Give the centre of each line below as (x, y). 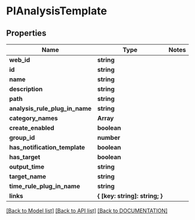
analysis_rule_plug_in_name (50, 109)
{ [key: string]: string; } (130, 196)
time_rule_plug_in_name (45, 186)
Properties (26, 33)
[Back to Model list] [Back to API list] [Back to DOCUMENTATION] (87, 211)
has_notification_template (47, 147)
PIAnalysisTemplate (57, 11)
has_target (25, 157)
